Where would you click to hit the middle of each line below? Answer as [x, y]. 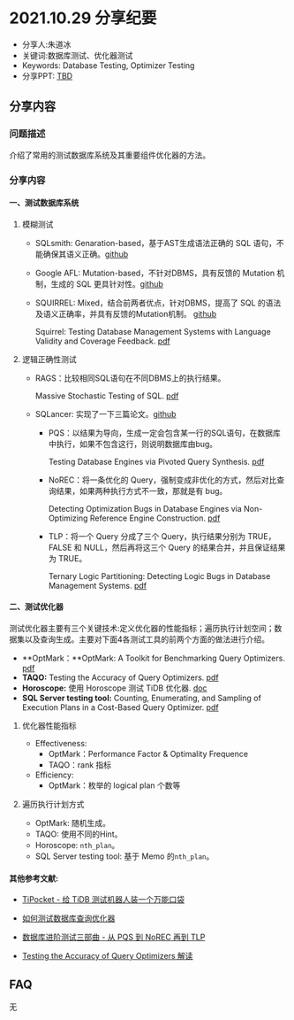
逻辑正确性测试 [49, 359]
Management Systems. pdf [98, 585]
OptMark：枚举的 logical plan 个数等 [114, 785]
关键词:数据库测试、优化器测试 [77, 55]
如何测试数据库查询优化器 [68, 918]
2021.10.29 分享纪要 [83, 18]
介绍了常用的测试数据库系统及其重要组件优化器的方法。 [109, 155]
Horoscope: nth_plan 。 [77, 845]
